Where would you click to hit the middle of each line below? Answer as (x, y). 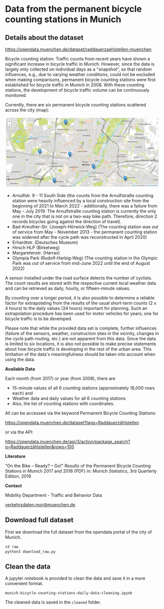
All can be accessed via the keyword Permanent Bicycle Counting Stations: (81, 413)
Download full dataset (39, 520)
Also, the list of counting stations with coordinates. (63, 404)
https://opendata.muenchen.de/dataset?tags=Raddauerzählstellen (72, 422)
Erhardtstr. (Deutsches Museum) (45, 242)
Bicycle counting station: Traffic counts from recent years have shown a (78, 59)
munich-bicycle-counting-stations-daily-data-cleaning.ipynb (69, 593)
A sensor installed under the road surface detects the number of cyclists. (79, 278)
